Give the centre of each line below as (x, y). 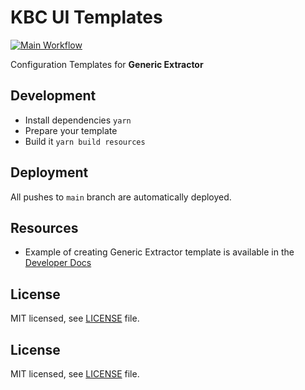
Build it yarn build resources (85, 141)
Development (53, 96)
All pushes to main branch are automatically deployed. (121, 197)
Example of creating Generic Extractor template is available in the (159, 252)
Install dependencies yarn (78, 120)
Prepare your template (71, 130)
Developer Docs (58, 263)
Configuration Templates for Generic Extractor (107, 64)
